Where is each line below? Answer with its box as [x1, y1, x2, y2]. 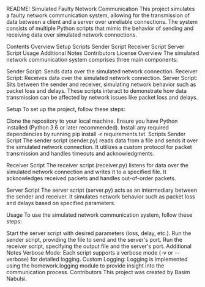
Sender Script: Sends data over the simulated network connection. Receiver [6, 68, 198, 75]
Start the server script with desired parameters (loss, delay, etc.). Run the [6, 230, 192, 237]
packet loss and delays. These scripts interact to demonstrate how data [6, 87, 187, 94]
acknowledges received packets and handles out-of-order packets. [6, 175, 176, 182]
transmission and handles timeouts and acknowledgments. [6, 150, 155, 157]
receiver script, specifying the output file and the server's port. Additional [6, 242, 192, 250]
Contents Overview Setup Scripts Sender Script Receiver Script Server [6, 43, 185, 50]
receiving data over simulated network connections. [6, 31, 138, 38]
